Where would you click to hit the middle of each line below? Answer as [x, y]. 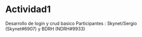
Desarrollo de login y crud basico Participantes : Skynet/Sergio [71, 23]
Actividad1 [28, 9]
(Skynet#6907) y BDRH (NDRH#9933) [45, 28]
